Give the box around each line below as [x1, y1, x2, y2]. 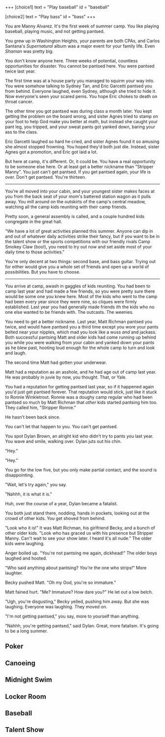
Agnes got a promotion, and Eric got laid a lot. [5, 149, 98, 155]
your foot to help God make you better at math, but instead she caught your [5, 119, 158, 124]
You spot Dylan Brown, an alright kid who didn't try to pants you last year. [5, 433, 154, 439]
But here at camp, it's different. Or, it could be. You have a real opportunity [5, 159, 156, 164]
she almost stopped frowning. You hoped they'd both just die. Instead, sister [5, 144, 160, 149]
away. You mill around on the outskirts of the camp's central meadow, [5, 199, 146, 204]
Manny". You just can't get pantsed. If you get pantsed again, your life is [5, 169, 151, 175]
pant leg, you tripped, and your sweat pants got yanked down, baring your [5, 124, 156, 130]
